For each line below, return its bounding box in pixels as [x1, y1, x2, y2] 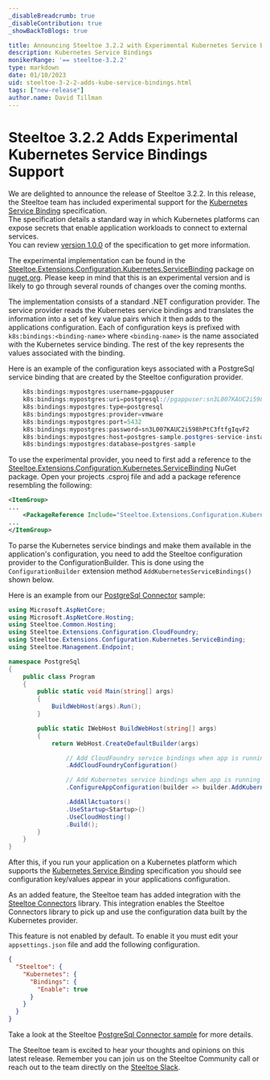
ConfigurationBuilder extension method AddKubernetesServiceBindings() [8, 566, 252, 576]
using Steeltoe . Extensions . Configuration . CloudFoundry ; [8, 628, 199, 636]
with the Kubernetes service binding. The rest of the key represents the [8, 339, 245, 350]
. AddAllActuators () [65, 798, 131, 807]
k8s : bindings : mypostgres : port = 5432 [22, 417, 142, 426]
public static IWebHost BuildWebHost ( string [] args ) [37, 725, 218, 733]
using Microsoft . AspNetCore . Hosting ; [8, 613, 135, 622]
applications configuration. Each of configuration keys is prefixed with [8, 322, 240, 332]
